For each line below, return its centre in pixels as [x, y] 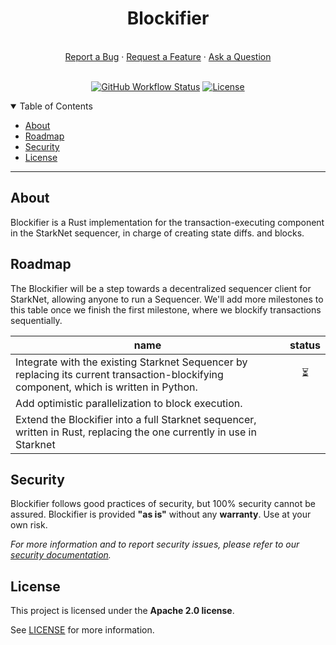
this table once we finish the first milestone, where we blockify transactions [166, 309]
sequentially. [36, 320]
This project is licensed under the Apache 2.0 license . [122, 611]
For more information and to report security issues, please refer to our [155, 544]
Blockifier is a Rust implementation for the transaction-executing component [167, 222]
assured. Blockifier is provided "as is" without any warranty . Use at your [161, 514]
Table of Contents [56, 106]
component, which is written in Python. [106, 387]
